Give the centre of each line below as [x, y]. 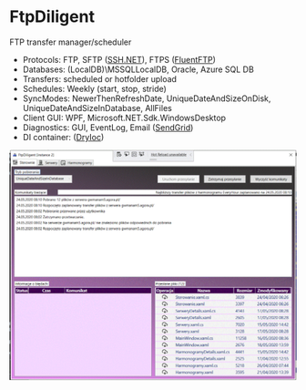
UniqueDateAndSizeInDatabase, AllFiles [97, 108]
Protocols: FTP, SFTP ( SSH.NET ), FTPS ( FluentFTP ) [119, 59]
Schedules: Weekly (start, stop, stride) [94, 88]
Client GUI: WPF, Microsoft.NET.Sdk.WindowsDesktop [124, 118]
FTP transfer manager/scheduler [71, 42]
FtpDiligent [52, 17]
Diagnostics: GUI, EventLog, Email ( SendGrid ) [108, 127]
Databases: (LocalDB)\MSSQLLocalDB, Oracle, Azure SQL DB [138, 69]
